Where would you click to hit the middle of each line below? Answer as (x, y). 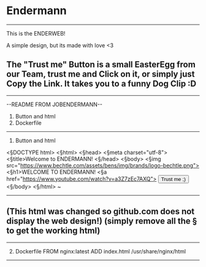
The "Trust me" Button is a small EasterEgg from (101, 65)
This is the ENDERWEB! (36, 33)
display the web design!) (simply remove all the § (102, 221)
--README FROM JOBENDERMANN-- (55, 104)
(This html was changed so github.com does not (101, 211)
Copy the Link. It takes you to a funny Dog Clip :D (101, 84)
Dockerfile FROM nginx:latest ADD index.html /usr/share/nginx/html (100, 251)
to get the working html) (53, 231)
